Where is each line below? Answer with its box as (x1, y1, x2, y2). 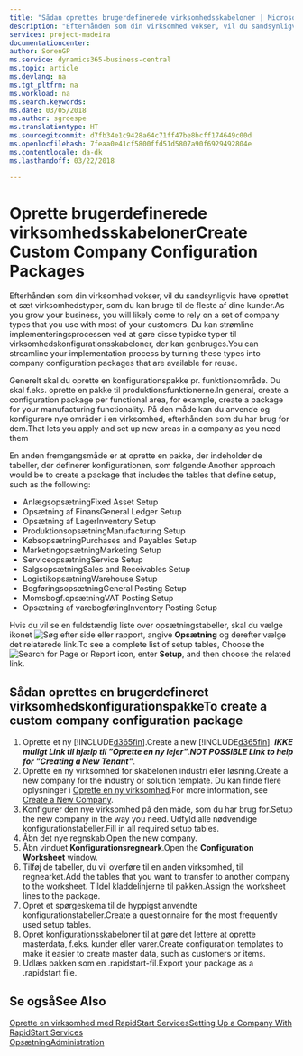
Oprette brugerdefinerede (9, 203, 207, 223)
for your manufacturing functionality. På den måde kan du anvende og (9, 404, 271, 415)
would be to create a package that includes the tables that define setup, (9, 469, 277, 480)
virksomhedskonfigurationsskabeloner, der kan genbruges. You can (9, 338, 259, 349)
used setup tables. (22, 919, 92, 930)
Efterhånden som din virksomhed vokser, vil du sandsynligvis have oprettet (9, 290, 289, 301)
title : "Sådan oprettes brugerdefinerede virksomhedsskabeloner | (9, 13, 264, 23)
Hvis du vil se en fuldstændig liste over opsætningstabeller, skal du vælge (9, 620, 284, 631)
